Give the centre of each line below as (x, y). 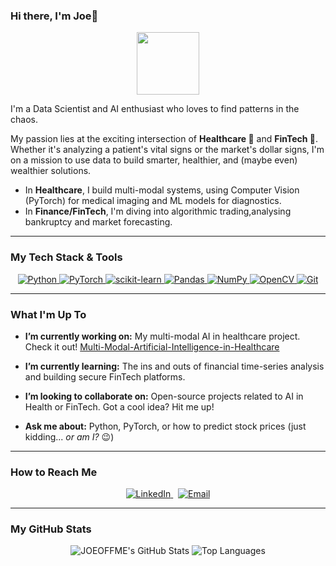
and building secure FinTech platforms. (105, 376)
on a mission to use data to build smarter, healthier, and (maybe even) (154, 160)
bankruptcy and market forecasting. (98, 222)
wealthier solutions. (51, 171)
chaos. (24, 120)
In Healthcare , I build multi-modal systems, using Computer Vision (162, 190)
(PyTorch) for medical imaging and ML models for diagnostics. (153, 201)
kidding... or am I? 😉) (69, 436)
